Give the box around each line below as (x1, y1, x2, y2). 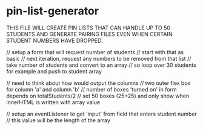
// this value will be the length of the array (6, 116, 111, 124)
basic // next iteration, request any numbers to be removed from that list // (6, 55, 191, 62)
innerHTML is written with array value (6, 98, 101, 106)
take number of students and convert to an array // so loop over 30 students (6, 61, 197, 69)
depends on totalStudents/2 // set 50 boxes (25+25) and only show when (6, 92, 190, 99)
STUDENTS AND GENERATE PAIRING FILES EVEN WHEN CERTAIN (6, 30, 173, 37)
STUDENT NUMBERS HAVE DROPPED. (6, 37, 103, 44)
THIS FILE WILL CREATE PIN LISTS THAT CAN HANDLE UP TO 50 (6, 24, 171, 31)
